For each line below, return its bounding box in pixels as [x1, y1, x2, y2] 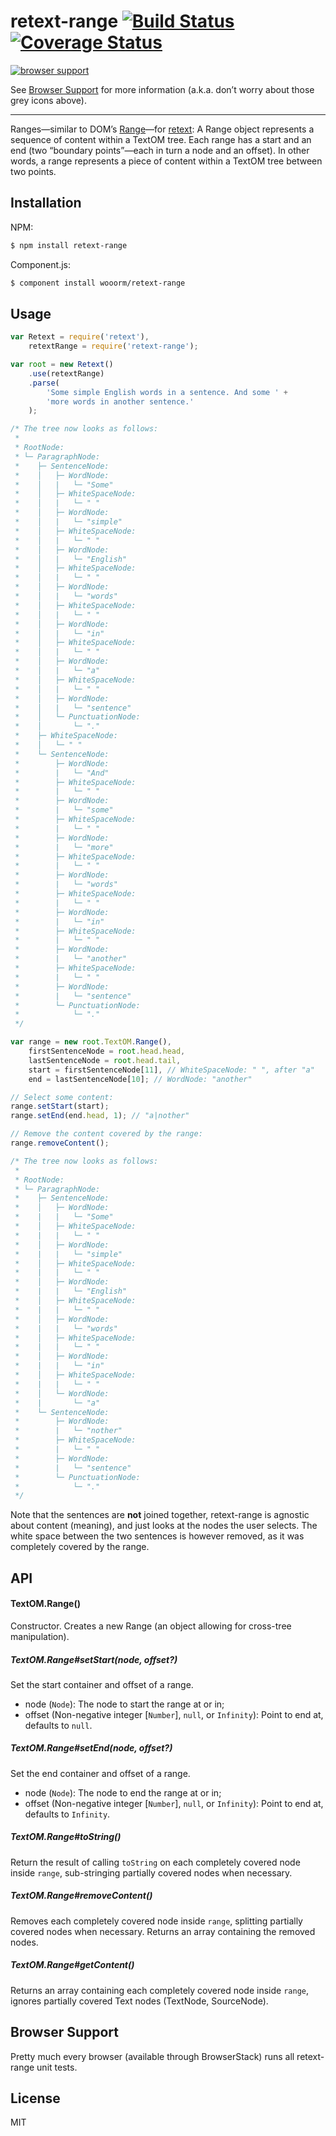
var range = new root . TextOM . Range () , [10, 1037, 172, 1047]
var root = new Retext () [10, 360, 114, 370]
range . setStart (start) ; [10, 1101, 110, 1112]
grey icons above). [10, 94, 87, 106]
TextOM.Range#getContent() [10, 1959, 135, 1971]
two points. [10, 165, 57, 177]
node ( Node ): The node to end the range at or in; [24, 1786, 222, 1799]
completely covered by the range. [10, 1541, 150, 1553]
